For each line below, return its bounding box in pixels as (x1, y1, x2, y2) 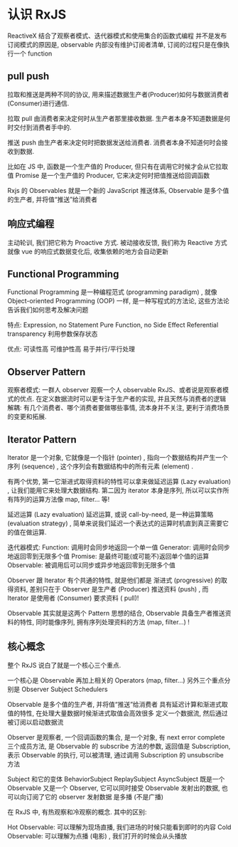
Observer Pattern (7, 366, 86, 378)
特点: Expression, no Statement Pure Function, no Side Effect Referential (7, 321, 219, 330)
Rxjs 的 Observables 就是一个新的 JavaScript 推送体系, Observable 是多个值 (7, 186, 229, 194)
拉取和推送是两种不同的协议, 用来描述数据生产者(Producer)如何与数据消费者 (7, 90, 229, 98)
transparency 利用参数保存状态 (7, 330, 98, 338)
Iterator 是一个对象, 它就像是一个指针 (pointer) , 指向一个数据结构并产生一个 (7, 453, 229, 461)
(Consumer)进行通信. (7, 99, 70, 107)
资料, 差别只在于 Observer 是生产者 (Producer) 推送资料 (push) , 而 (13, 585, 209, 593)
